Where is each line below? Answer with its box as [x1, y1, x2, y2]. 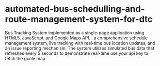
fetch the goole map [5, 55, 46, 61]
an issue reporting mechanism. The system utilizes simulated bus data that [5, 45, 154, 51]
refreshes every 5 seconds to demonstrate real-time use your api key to [5, 50, 149, 56]
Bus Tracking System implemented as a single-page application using [5, 30, 144, 35]
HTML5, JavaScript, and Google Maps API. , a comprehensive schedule [5, 35, 148, 41]
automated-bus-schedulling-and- [5, 3, 145, 15]
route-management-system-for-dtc [5, 14, 153, 25]
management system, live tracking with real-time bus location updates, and [5, 40, 156, 46]
